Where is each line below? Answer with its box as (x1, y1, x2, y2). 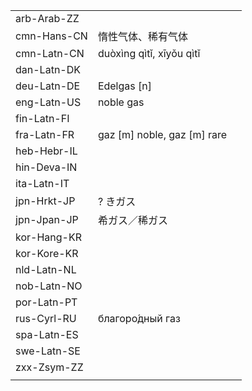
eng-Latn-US (15, 95, 82, 109)
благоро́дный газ (97, 312, 181, 325)
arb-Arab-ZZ (15, 12, 80, 25)
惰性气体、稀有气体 (97, 30, 188, 43)
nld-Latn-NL (15, 263, 77, 276)
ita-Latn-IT (15, 177, 70, 190)
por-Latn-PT (15, 295, 78, 309)
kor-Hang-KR (15, 230, 82, 244)
